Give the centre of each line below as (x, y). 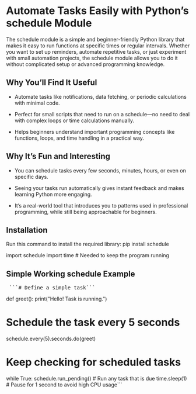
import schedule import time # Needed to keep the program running (87, 255)
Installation (27, 230)
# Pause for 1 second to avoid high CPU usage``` (64, 385)
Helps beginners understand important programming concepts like (94, 132)
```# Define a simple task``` (52, 288)
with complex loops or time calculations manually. (74, 120)
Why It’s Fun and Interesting (58, 156)
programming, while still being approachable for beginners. (86, 212)
